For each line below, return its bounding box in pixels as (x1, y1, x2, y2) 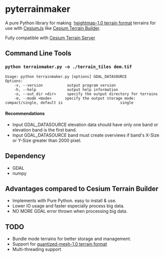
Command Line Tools (5, 49, 72, 58)
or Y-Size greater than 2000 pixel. (12, 137, 82, 143)
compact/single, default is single (5, 100, 134, 105)
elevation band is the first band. (12, 127, 77, 132)
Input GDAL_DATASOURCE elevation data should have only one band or (12, 122, 159, 128)
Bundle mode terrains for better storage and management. (12, 236, 131, 242)
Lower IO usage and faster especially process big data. (12, 203, 125, 209)
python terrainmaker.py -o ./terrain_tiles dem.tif (5, 64, 132, 70)
